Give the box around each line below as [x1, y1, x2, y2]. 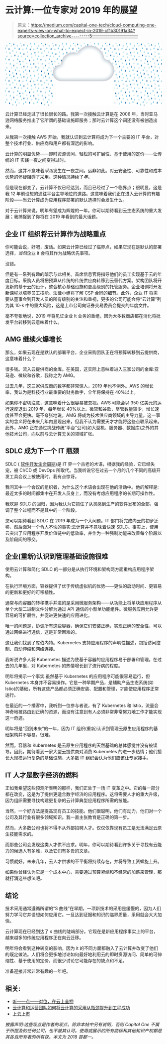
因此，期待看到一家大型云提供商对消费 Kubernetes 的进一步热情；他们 [13, 749, 158, 755]
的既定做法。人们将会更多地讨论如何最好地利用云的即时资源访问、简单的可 [5, 951, 158, 957]
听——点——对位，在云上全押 [12, 998, 74, 1004]
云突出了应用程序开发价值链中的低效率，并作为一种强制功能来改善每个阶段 [5, 530, 158, 536]
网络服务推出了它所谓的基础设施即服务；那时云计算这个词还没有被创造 [9, 117, 153, 123]
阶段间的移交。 [9, 536, 40, 542]
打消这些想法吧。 [9, 875, 45, 881]
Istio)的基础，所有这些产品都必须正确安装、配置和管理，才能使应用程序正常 [5, 686, 159, 692]
